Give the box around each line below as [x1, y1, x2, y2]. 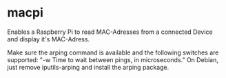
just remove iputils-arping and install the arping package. [7, 63, 169, 71]
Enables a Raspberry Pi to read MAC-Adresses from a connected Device [7, 28, 213, 36]
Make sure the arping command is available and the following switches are [7, 48, 219, 57]
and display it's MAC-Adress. [7, 35, 90, 43]
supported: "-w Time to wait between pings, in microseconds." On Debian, [7, 55, 218, 64]
